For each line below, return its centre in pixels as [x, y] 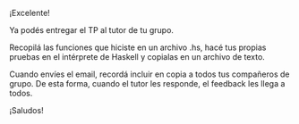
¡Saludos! [26, 110]
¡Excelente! [30, 13]
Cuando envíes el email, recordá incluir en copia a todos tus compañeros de [149, 74]
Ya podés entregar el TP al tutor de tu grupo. [92, 30]
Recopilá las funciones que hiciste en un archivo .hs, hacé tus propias [138, 47]
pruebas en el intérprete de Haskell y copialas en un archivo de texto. [137, 57]
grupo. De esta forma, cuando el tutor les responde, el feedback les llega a [147, 83]
